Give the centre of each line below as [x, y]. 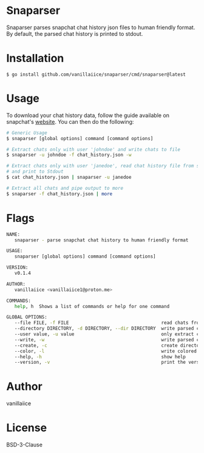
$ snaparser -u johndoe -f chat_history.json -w [69, 155]
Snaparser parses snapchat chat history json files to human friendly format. [101, 27]
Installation [35, 59]
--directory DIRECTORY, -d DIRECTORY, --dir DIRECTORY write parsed [104, 329]
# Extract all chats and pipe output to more [65, 188]
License [27, 428]
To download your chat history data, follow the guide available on [88, 115]
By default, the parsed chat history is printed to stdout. [75, 33]
